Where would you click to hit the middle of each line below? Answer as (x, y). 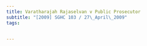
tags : (13, 23)
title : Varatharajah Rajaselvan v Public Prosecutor (73, 12)
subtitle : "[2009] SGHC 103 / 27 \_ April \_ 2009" (67, 17)
